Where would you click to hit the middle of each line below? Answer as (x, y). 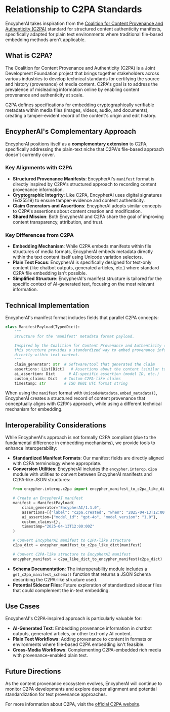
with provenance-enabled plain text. (50, 655)
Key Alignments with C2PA (39, 168)
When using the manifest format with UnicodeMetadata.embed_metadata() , (81, 393)
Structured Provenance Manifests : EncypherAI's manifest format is (83, 178)
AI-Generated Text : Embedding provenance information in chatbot (82, 628)
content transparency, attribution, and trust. (58, 222)
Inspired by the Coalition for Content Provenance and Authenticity (88, 346)
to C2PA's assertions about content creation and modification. (77, 211)
